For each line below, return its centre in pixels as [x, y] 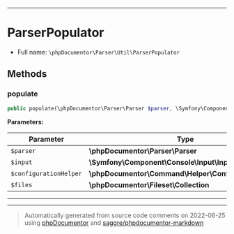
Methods [27, 74]
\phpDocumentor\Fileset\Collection [149, 184]
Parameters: [25, 122]
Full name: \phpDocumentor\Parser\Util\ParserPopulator [98, 52]
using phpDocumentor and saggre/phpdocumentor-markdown [114, 222]
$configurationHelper [46, 173]
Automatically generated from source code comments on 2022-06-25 [125, 215]
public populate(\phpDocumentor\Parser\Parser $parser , [90, 108]
